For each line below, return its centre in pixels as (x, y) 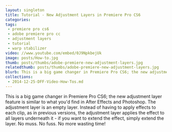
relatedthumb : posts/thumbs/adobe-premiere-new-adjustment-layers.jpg (82, 67)
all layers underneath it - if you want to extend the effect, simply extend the (85, 118)
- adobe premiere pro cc (34, 34)
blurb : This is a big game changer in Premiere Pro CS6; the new (76, 72)
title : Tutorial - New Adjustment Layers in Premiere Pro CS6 (73, 15)
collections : (19, 77)
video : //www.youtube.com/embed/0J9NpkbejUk (53, 53)
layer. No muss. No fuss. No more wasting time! (56, 123)
